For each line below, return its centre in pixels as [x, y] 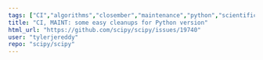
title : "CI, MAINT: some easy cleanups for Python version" [108, 23]
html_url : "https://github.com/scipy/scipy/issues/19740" [104, 30]
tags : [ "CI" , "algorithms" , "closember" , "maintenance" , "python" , [113, 15]
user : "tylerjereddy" [43, 37]
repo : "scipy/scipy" [42, 44]
